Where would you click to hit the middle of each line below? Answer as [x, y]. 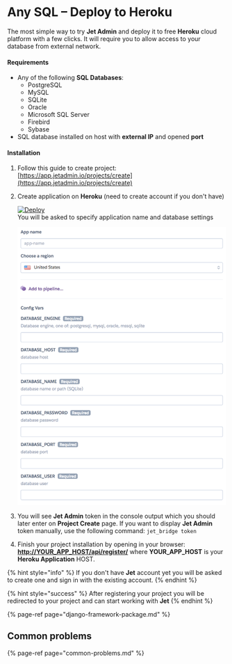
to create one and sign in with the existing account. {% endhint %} [102, 580]
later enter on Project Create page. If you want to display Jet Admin [115, 523]
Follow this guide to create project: [67, 168]
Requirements [28, 62]
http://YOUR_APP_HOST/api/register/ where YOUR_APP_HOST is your [120, 551]
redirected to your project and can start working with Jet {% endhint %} [110, 601]
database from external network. [54, 46]
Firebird [39, 122]
